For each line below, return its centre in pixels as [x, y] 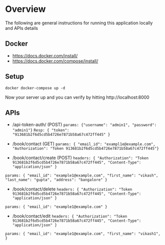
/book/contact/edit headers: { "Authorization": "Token [70, 216]
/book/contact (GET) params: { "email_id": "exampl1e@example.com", [84, 144]
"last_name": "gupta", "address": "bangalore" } [56, 180]
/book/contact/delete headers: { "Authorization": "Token [72, 189]
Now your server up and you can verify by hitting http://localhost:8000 [77, 97]
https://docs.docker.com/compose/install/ [55, 61]
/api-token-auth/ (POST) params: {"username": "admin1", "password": [84, 124]
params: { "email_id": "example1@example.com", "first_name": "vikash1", [83, 234]
